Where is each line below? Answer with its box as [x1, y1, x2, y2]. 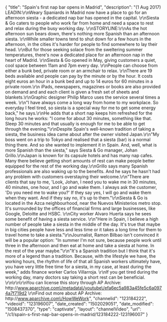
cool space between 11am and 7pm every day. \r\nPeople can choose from [5, 62, 158, 68]
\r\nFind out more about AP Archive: [28, 290, 102, 296]
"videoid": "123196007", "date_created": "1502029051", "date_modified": [5, 301, 154, 307]
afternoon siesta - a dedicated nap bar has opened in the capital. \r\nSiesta [5, 15, 160, 20]
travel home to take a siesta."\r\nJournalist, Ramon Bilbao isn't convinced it [5, 232, 159, 238]
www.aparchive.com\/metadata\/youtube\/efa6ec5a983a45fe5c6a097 [17, 285, 162, 291]
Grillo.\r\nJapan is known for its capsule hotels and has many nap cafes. [5, 153, 153, 159]
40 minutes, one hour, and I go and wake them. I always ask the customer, [5, 184, 158, 190]
